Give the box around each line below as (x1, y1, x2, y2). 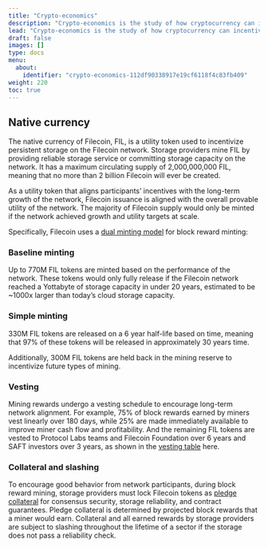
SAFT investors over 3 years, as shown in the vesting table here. (8, 442, 220, 451)
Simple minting (8, 311, 68, 322)
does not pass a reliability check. (8, 530, 117, 540)
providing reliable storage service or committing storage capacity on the (8, 153, 246, 164)
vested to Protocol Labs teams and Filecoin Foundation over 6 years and (8, 433, 246, 443)
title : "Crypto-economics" (8, 11, 98, 20)
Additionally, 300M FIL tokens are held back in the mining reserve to (8, 352, 233, 362)
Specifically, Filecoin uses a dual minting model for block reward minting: (8, 227, 249, 236)
